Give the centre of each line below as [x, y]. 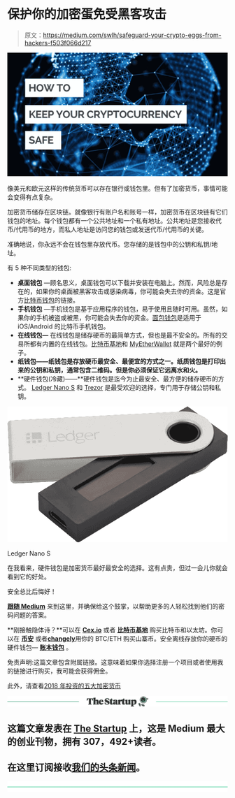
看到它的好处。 [29, 576]
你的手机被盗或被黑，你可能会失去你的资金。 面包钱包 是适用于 [112, 318]
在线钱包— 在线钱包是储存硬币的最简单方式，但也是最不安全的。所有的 [119, 335]
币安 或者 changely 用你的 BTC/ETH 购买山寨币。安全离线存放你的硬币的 [124, 639]
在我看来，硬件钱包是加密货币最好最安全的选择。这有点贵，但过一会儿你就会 [117, 568]
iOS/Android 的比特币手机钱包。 [63, 326]
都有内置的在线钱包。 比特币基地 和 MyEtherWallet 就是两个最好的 [123, 344]
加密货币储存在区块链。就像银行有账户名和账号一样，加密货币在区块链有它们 [117, 212]
